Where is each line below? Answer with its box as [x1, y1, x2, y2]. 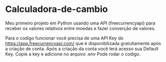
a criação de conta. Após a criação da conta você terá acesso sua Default [5, 45, 158, 51]
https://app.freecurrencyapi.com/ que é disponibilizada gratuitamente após [5, 40, 161, 46]
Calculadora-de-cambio [5, 3, 108, 15]
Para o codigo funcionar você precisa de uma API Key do [5, 35, 124, 41]
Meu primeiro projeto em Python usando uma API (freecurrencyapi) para [5, 20, 156, 26]
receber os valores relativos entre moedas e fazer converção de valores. [5, 25, 156, 31]
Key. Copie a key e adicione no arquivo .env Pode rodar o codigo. [5, 51, 141, 57]
